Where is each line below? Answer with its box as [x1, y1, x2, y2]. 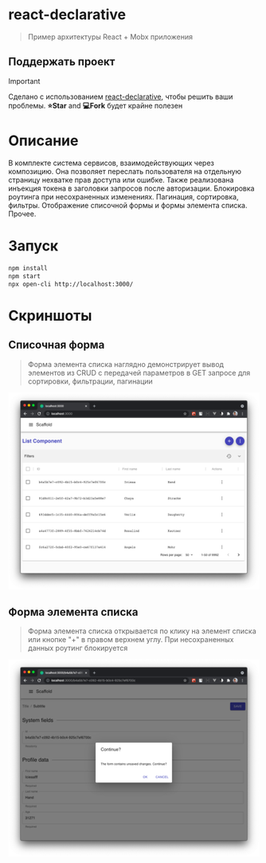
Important [8, 76, 41, 85]
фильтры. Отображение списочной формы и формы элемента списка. [8, 200, 248, 210]
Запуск [8, 237, 59, 254]
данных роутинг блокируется [27, 644, 128, 653]
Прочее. [8, 209, 37, 219]
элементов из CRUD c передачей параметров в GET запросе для [27, 368, 251, 377]
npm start [8, 272, 41, 280]
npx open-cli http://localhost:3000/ [8, 280, 134, 288]
